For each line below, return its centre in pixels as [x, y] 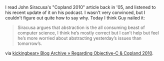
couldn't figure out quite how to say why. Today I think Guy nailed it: [75, 18]
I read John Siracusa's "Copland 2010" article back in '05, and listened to [80, 7]
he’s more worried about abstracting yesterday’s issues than [79, 38]
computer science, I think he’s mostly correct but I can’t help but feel [88, 33]
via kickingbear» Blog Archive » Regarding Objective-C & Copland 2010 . [79, 53]
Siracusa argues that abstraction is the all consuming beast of [81, 27]
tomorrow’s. [30, 43]
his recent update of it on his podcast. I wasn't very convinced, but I [75, 12]
